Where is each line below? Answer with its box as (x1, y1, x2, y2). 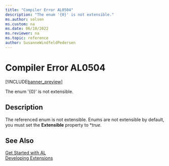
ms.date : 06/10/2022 (5, 26, 49, 31)
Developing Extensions (5, 155, 53, 161)
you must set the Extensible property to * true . (5, 122, 102, 128)
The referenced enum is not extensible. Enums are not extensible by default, (5, 117, 164, 123)
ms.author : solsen (5, 17, 44, 22)
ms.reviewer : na (5, 31, 39, 36)
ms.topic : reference (5, 36, 49, 41)
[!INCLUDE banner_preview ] (5, 79, 63, 85)
